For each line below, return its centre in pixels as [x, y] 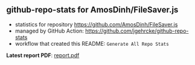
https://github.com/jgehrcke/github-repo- [137, 31]
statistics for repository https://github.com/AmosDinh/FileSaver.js [96, 24]
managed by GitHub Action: [50, 31]
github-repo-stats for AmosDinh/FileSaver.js [92, 10]
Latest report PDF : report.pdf [43, 55]
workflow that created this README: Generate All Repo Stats [92, 43]
